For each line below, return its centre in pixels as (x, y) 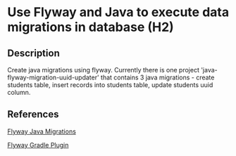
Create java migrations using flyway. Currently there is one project (103, 70)
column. (19, 92)
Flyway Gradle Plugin (38, 145)
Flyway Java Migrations (42, 131)
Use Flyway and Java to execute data (118, 12)
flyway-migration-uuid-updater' (54, 77)
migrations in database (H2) (91, 27)
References (33, 114)
